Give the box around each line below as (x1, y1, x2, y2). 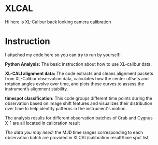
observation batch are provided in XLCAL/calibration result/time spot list (5, 134, 149, 140)
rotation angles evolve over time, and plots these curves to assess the (5, 81, 144, 87)
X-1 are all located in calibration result (5, 120, 80, 126)
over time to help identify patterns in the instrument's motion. (5, 105, 127, 111)
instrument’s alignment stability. (5, 86, 68, 92)
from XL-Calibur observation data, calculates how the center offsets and (5, 75, 149, 81)
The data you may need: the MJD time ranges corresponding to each (5, 129, 144, 135)
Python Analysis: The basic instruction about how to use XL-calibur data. (5, 61, 152, 67)
